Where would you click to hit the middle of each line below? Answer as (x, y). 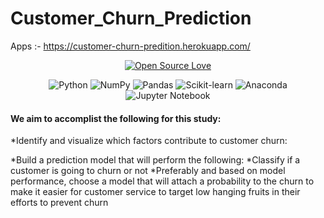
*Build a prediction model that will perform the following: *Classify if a (155, 160)
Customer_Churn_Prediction (131, 18)
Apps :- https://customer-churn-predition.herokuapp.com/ (130, 46)
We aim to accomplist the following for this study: (116, 118)
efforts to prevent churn (59, 203)
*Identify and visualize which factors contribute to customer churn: (149, 141)
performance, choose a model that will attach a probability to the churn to (162, 181)
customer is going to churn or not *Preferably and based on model (148, 171)
